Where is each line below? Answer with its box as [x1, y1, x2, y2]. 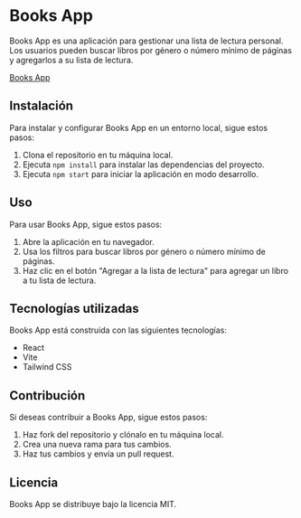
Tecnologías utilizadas [9, 300, 139, 316]
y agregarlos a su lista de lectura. [9, 54, 134, 65]
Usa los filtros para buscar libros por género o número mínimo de [22, 246, 267, 257]
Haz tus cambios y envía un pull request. [22, 448, 174, 459]
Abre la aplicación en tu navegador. [22, 236, 155, 247]
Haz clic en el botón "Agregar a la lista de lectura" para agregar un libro [22, 265, 289, 276]
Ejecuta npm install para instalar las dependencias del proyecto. [22, 159, 265, 170]
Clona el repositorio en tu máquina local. [22, 149, 174, 160]
